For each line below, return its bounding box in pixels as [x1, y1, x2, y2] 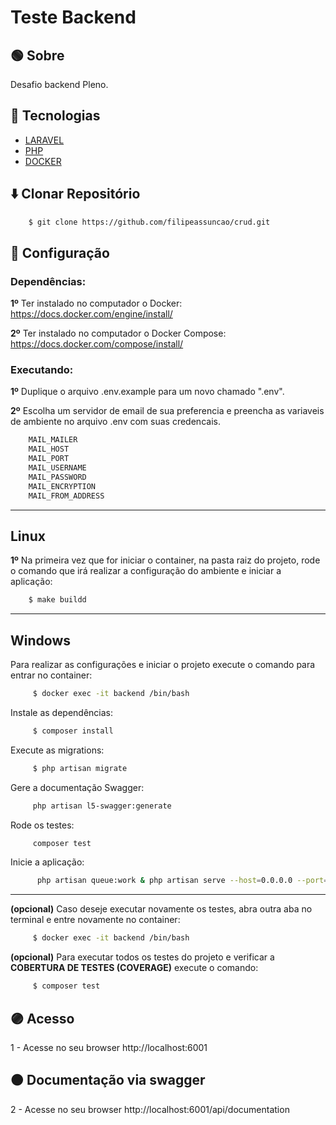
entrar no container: [10, 669, 93, 681]
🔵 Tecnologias [10, 107, 101, 125]
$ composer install [32, 726, 114, 736]
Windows [10, 632, 71, 649]
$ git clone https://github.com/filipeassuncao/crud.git [28, 217, 271, 227]
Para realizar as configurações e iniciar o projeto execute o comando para [10, 659, 316, 671]
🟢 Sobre [10, 47, 65, 64]
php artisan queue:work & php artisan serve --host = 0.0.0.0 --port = [36, 876, 329, 886]
